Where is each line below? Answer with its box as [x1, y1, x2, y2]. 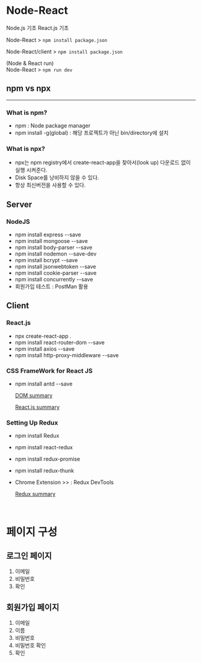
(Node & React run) [6, 60, 54, 67]
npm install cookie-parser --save [14, 269, 97, 277]
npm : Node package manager [14, 122, 91, 129]
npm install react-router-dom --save [14, 339, 105, 346]
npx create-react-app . [14, 332, 72, 340]
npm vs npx [6, 84, 51, 94]
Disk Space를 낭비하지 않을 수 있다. [14, 174, 99, 181]
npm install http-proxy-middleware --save [14, 351, 119, 358]
